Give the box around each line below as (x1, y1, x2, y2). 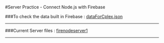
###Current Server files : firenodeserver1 (5, 28, 88, 33)
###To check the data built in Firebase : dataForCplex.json (5, 14, 123, 19)
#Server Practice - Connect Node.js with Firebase (5, 4, 105, 10)
